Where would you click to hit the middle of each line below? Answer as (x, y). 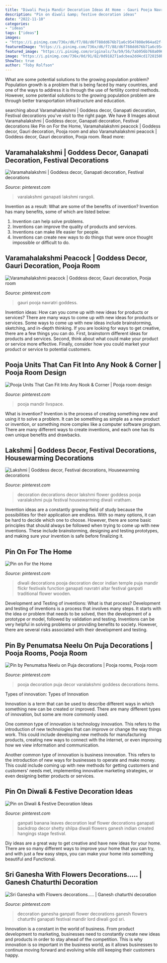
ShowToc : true (20, 61)
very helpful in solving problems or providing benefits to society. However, (81, 624)
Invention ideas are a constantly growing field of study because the (74, 510)
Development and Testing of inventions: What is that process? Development (83, 603)
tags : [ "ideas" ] (22, 33)
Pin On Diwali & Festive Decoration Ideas (69, 791)
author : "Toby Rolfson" (30, 65)
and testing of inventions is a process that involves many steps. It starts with (83, 608)
